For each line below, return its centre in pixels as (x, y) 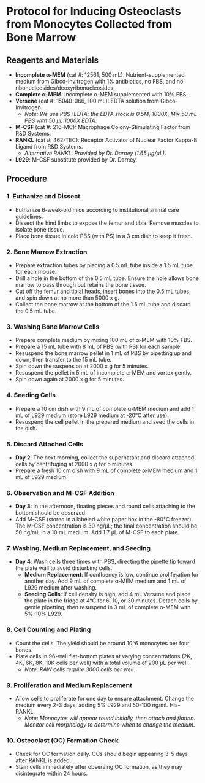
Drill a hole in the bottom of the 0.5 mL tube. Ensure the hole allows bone (107, 278)
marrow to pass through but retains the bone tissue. (81, 284)
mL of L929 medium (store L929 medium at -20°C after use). (92, 415)
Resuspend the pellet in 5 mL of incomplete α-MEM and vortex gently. (103, 373)
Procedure (27, 179)
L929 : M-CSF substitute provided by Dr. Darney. (76, 160)
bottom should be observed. (51, 513)
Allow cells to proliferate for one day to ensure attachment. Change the (105, 699)
